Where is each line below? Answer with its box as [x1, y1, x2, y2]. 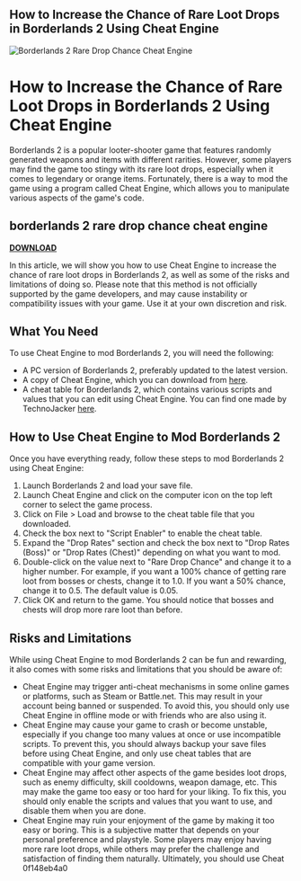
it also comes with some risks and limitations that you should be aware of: [9, 664, 283, 674]
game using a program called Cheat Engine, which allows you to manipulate [9, 182, 290, 193]
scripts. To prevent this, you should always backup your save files [22, 739, 267, 749]
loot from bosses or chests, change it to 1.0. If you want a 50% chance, [22, 575, 286, 587]
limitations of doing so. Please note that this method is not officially [9, 279, 258, 289]
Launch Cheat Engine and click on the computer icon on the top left [22, 490, 273, 501]
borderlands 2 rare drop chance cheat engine [9, 218, 268, 234]
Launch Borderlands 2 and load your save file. [22, 480, 193, 491]
